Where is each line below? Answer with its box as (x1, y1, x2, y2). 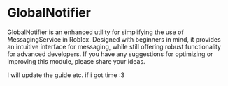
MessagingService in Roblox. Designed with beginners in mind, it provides (7, 35, 222, 43)
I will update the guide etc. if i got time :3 (7, 71, 124, 79)
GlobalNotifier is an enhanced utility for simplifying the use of (7, 28, 184, 36)
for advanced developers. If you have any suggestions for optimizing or (7, 50, 213, 58)
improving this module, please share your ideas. (7, 57, 145, 65)
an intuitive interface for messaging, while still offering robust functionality (7, 42, 222, 51)
